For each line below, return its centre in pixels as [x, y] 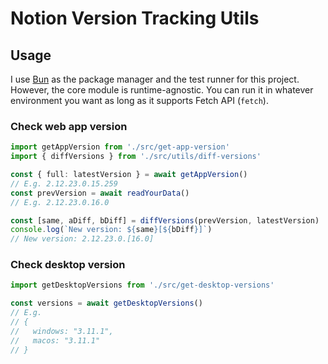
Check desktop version [68, 265]
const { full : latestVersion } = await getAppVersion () [129, 175]
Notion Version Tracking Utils [135, 18]
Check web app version [69, 126]
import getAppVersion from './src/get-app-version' [120, 147]
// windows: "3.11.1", [62, 331]
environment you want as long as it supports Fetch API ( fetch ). [139, 100]
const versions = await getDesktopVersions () [106, 303]
